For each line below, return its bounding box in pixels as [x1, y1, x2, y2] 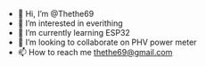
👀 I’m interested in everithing [17, 18, 123, 29]
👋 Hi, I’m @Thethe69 [17, 9, 95, 19]
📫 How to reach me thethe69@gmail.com [17, 47, 173, 57]
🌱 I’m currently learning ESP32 [17, 28, 131, 37]
